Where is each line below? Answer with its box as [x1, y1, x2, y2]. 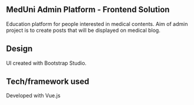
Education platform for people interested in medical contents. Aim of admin [6, 20, 188, 27]
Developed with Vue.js [6, 92, 61, 99]
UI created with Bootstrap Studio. [6, 59, 87, 67]
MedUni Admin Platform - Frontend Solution [6, 5, 170, 15]
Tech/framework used [6, 77, 89, 87]
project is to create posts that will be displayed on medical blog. [6, 27, 160, 34]
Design [6, 44, 33, 54]
